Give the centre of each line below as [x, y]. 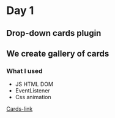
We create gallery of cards [58, 53]
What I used [24, 71]
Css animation [33, 97]
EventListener [32, 91]
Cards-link [20, 109]
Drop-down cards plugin [54, 33]
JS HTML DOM [34, 84]
